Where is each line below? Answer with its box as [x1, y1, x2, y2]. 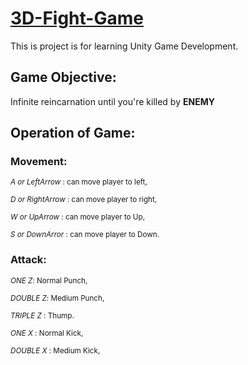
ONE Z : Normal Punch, [10, 275, 88, 286]
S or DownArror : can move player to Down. [10, 230, 160, 240]
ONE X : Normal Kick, [10, 328, 84, 338]
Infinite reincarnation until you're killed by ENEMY [10, 95, 215, 107]
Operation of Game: [10, 125, 136, 142]
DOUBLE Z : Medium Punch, [10, 293, 105, 303]
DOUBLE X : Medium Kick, [10, 345, 101, 356]
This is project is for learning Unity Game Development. [10, 40, 239, 52]
